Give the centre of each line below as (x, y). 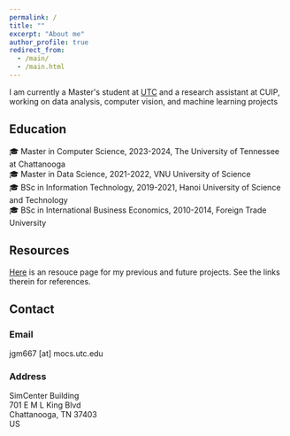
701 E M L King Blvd (45, 405)
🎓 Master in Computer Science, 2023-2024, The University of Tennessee (145, 151)
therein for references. (50, 281)
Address (28, 377)
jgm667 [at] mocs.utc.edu (56, 354)
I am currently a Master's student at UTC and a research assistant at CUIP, (145, 92)
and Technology (38, 199)
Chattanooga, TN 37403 (53, 415)
